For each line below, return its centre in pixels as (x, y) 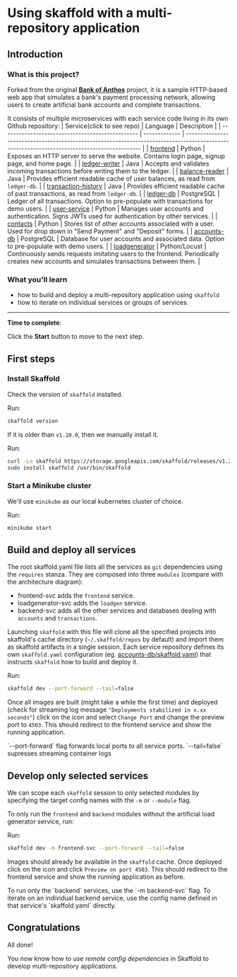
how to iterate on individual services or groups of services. (103, 303)
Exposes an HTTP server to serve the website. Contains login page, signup (116, 156)
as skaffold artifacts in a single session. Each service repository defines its (116, 647)
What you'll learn (37, 279)
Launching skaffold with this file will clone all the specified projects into (112, 632)
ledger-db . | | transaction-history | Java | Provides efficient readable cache (116, 186)
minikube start (30, 528)
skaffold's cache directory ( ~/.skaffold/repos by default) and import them (116, 640)
